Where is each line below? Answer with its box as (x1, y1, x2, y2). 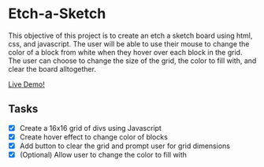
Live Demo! (8, 80, 45, 89)
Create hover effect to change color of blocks (19, 132, 168, 142)
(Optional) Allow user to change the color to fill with (19, 150, 188, 159)
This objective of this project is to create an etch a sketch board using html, (8, 31, 253, 40)
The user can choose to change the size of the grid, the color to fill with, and (8, 56, 257, 65)
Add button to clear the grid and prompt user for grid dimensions (19, 141, 231, 150)
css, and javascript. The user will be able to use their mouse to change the (8, 39, 250, 48)
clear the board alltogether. (8, 64, 97, 73)
